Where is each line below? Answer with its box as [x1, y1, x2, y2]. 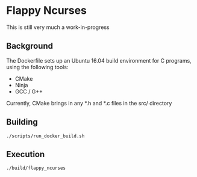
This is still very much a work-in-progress [6, 23, 110, 31]
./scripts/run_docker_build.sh [6, 133, 85, 139]
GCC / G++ [14, 88, 43, 95]
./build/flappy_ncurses [6, 165, 66, 172]
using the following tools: [6, 63, 69, 70]
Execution [6, 149, 45, 160]
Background [6, 41, 53, 51]
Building [6, 117, 38, 127]
